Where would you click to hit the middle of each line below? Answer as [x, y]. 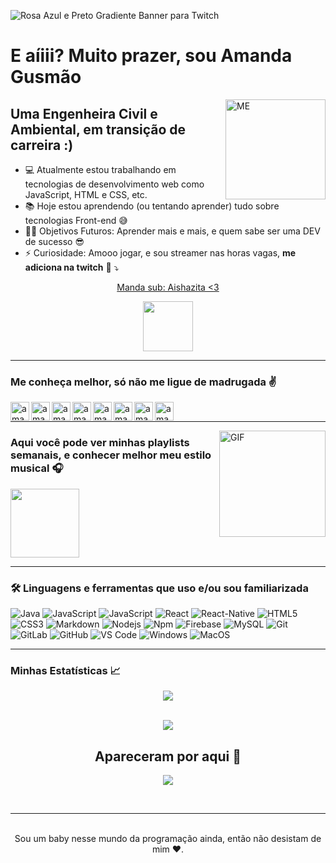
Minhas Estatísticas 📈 [66, 670]
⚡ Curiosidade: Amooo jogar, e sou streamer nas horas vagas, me [160, 253]
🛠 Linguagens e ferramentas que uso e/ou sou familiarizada [159, 588]
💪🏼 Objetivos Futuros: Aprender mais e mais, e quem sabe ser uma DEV [172, 231]
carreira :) [42, 145]
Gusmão [46, 77]
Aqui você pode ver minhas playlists [100, 443]
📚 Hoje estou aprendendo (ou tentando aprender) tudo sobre [152, 206]
